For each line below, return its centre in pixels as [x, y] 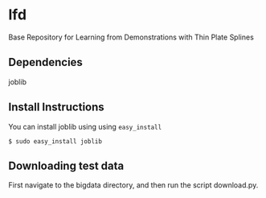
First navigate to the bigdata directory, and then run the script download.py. [133, 185]
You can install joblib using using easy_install [85, 126]
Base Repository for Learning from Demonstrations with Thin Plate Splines [131, 37]
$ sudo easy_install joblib [55, 141]
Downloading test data [66, 165]
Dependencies [45, 62]
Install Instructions [56, 107]
